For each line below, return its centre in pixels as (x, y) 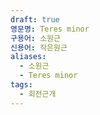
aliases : (28, 57)
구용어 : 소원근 (35, 38)
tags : (21, 85)
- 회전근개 (38, 94)
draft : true (35, 19)
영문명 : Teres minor (50, 29)
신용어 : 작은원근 (39, 47)
